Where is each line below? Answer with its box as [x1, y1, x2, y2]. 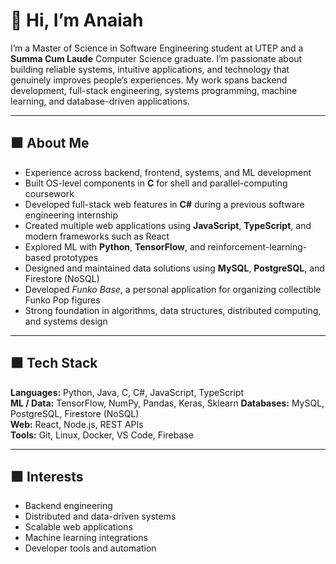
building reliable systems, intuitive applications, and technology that [10, 63, 290, 75]
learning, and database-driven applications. [10, 95, 190, 107]
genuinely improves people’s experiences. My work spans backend [10, 74, 288, 86]
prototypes [53, 251, 99, 263]
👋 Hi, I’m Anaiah [10, 9, 144, 32]
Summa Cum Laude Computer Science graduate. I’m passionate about [10, 52, 303, 64]
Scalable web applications [24, 521, 133, 533]
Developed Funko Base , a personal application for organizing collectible [24, 283, 322, 295]
